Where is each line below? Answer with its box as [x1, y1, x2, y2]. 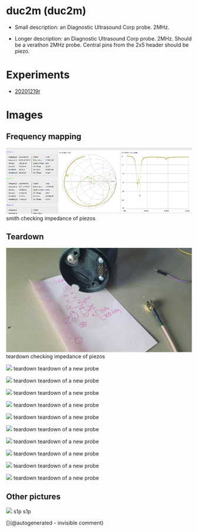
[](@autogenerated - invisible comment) [6, 519, 104, 526]
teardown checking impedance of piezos [6, 353, 105, 360]
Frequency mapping [6, 131, 81, 142]
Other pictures [6, 491, 61, 501]
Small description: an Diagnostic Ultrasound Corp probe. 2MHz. [14, 24, 170, 31]
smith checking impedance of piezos [6, 214, 96, 222]
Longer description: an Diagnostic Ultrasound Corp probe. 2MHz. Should [14, 35, 192, 42]
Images [6, 108, 43, 122]
